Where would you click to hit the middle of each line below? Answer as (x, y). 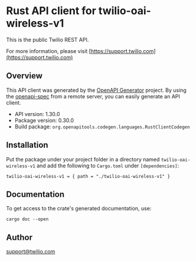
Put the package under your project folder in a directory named (83, 159)
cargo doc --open (27, 219)
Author (19, 237)
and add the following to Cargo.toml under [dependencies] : (108, 166)
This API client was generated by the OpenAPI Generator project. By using (97, 90)
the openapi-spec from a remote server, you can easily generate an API (93, 96)
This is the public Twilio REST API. (48, 39)
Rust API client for (51, 11)
